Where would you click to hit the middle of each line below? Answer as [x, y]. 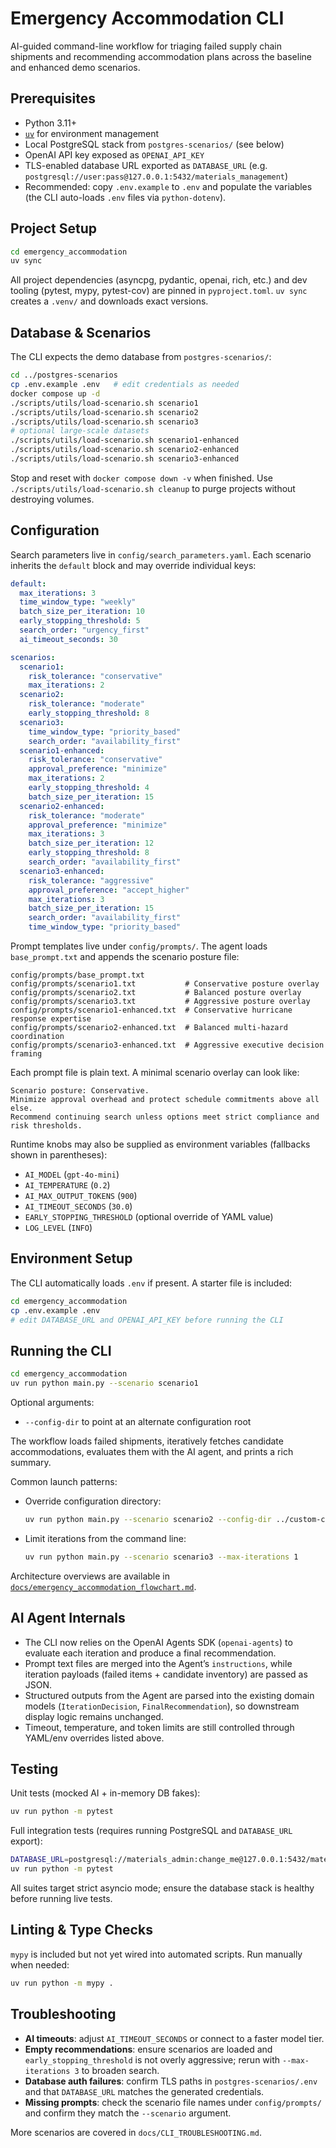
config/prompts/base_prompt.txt [77, 975]
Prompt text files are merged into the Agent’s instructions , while [158, 1663]
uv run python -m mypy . [62, 1983]
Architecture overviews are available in [90, 1576]
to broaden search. [120, 2070]
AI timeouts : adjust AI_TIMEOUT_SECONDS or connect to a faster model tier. [174, 2038]
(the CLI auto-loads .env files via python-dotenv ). [125, 197]
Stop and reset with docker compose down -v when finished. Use [142, 478]
